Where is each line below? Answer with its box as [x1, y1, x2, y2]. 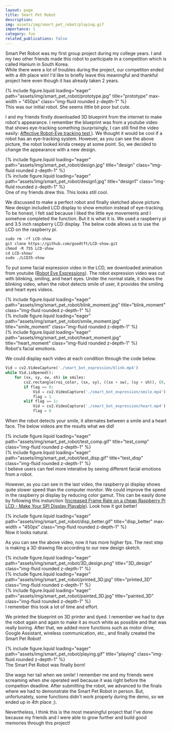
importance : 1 [5, 27, 36, 32]
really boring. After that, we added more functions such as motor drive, [5, 625, 155, 630]
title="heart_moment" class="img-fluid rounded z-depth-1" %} [5, 340, 138, 347]
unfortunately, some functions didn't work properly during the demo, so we [5, 694, 164, 700]
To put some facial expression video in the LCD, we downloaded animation [5, 265, 163, 271]
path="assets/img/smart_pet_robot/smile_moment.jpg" [5, 318, 121, 324]
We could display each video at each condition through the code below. [5, 355, 157, 362]
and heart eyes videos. [5, 286, 54, 293]
